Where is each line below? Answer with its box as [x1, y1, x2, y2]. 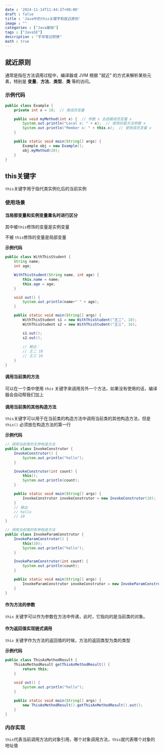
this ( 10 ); [22, 541, 42, 546]
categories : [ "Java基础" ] [5, 25, 59, 30]
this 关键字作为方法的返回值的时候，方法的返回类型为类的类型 [5, 637, 131, 643]
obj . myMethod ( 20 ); [22, 148, 60, 153]
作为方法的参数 [5, 602, 35, 608]
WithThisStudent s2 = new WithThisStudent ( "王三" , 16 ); [22, 322, 137, 327]
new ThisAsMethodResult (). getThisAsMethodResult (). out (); [22, 703, 143, 708]
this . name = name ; [22, 277, 60, 282]
